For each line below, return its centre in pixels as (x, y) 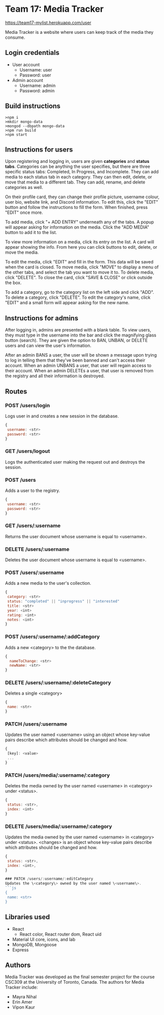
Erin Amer (22, 1002)
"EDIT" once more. (24, 212)
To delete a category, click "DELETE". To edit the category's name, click (78, 297)
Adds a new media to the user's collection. (48, 583)
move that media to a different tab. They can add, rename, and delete (75, 182)
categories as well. (24, 187)
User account (26, 64)
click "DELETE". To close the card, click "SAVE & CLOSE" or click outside (79, 278)
